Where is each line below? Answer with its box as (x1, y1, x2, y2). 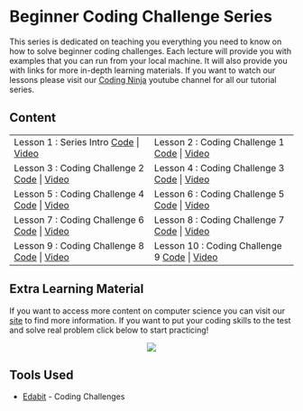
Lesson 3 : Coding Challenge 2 (14, 161, 144, 174)
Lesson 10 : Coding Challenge (153, 239, 282, 251)
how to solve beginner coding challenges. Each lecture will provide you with (9, 45, 291, 56)
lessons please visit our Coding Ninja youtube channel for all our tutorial (9, 74, 277, 85)
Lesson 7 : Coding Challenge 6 (14, 214, 144, 226)
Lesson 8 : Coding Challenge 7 (153, 214, 285, 226)
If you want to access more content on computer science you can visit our (9, 305, 286, 316)
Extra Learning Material (9, 281, 144, 297)
